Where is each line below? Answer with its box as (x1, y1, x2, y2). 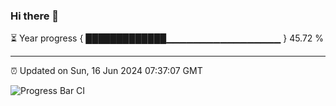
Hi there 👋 (10, 9, 60, 23)
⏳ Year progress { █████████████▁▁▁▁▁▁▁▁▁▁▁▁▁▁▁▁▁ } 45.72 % (10, 32, 325, 44)
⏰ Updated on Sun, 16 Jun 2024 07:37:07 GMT (10, 65, 203, 77)
